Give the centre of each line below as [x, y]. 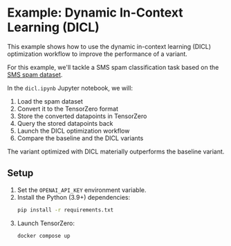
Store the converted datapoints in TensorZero [82, 116]
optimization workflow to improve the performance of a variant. [98, 54]
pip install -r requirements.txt [65, 210]
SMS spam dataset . [35, 75]
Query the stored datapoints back [65, 123]
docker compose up [44, 236]
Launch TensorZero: [46, 223]
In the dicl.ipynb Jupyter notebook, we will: [70, 88]
